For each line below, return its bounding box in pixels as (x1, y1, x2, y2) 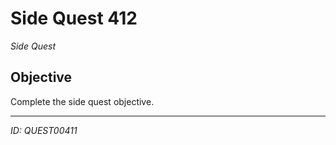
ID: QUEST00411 (10, 124, 78, 136)
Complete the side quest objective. (10, 95, 155, 107)
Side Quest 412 (10, 7, 138, 30)
